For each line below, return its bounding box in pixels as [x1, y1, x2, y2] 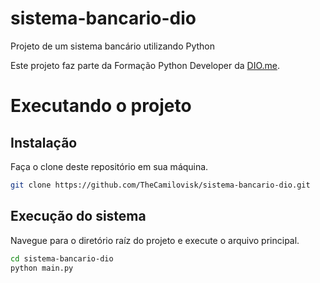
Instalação [10, 134, 78, 151]
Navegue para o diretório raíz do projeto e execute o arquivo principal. [10, 234, 300, 246]
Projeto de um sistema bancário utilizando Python [10, 40, 215, 52]
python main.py [10, 263, 74, 273]
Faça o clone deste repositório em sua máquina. [10, 160, 209, 172]
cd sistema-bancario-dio [10, 253, 114, 264]
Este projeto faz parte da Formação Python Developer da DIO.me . [10, 59, 280, 71]
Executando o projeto [10, 95, 192, 117]
